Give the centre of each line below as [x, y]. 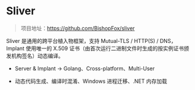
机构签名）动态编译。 [37, 55]
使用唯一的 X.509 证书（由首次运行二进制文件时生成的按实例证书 [105, 48]
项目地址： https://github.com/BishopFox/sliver [78, 28]
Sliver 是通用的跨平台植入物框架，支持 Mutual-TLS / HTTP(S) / [82, 41]
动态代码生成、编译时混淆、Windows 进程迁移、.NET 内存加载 [91, 81]
